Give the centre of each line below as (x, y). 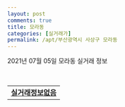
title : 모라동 (26, 27)
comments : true (30, 20)
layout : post (26, 14)
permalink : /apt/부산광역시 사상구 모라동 (63, 40)
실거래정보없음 (34, 93)
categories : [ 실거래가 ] (40, 33)
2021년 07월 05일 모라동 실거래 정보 (58, 61)
